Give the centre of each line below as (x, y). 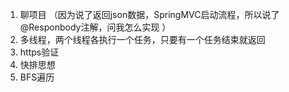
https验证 (39, 52)
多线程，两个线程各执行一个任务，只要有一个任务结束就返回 (142, 39)
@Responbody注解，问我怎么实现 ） (95, 27)
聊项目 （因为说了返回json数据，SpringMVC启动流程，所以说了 (149, 14)
